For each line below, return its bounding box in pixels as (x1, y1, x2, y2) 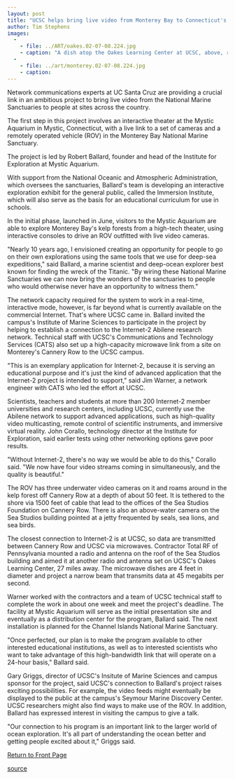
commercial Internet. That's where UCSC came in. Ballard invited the (7, 310, 205, 319)
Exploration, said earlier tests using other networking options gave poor (7, 434, 214, 443)
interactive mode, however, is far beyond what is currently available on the (7, 303, 222, 311)
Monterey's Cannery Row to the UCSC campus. (7, 348, 145, 356)
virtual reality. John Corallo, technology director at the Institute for (7, 427, 198, 435)
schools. (7, 203, 32, 211)
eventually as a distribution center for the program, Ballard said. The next (7, 615, 218, 623)
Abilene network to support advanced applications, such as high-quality (7, 412, 215, 420)
